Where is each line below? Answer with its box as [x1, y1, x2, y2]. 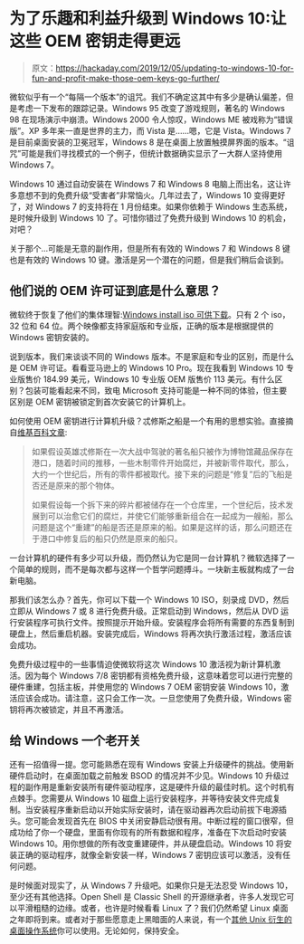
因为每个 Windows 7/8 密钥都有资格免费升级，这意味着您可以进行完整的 [24, 670, 293, 681]
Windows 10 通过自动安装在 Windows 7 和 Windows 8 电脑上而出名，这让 [9, 178, 283, 189]
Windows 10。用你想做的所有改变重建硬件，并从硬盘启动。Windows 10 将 [9, 838, 284, 849]
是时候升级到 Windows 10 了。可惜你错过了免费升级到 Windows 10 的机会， [9, 212, 291, 223]
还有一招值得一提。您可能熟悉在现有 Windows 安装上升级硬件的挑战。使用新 [9, 758, 294, 769]
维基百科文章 [17, 426, 65, 437]
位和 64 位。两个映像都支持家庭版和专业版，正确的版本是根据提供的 [21, 320, 274, 331]
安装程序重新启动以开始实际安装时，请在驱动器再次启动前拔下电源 [33, 804, 279, 815]
